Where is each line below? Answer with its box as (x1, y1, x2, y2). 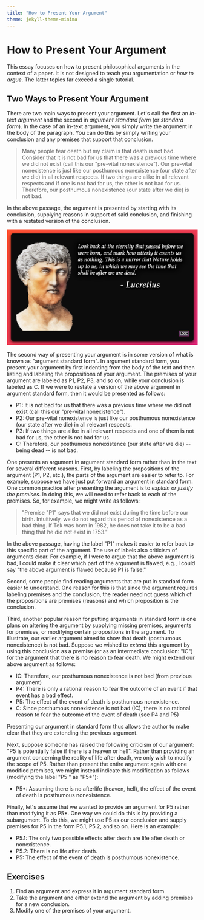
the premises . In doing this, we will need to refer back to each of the (7, 491, 177, 498)
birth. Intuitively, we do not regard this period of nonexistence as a (21, 515, 188, 523)
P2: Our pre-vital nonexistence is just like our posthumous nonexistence (15, 414, 196, 422)
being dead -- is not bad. (15, 447, 78, 454)
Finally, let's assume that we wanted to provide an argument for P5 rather (7, 803, 190, 811)
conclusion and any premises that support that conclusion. (7, 136, 153, 143)
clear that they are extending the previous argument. (7, 729, 138, 736)
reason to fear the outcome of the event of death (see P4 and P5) (15, 711, 179, 718)
